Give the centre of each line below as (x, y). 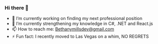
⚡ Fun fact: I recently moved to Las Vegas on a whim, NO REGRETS (80, 37)
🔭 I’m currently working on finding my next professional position (77, 19)
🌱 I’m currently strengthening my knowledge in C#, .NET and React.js (82, 23)
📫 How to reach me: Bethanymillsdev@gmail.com (63, 29)
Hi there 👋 (17, 8)
